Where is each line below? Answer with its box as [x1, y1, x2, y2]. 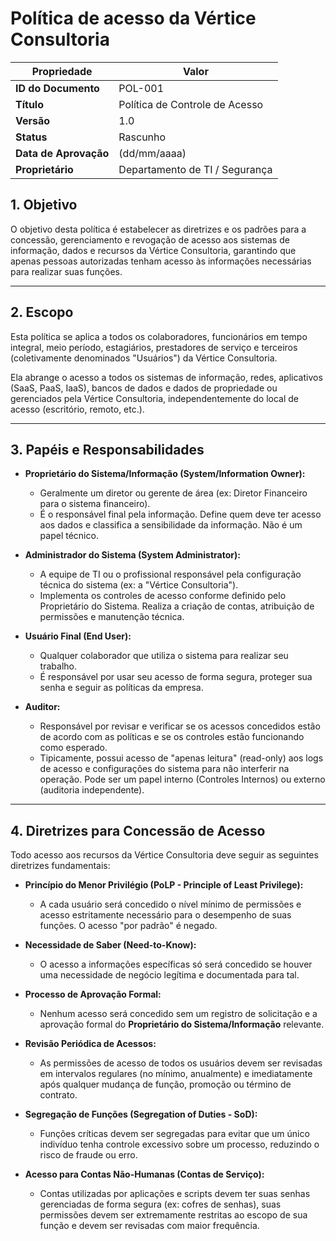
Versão [15, 113, 51, 127]
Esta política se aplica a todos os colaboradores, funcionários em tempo [10, 330, 308, 342]
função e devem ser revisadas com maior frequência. [39, 1220, 260, 1232]
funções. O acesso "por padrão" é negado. [39, 920, 218, 932]
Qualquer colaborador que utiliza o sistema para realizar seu [39, 650, 289, 662]
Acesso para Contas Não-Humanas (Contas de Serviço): [24, 1168, 265, 1181]
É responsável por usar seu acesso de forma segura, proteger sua [39, 671, 313, 683]
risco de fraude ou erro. [39, 1149, 138, 1161]
